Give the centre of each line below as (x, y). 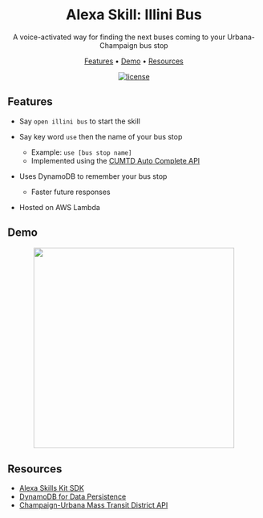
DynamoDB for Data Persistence (73, 497)
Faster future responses (71, 192)
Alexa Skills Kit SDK (52, 488)
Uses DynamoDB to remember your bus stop (93, 176)
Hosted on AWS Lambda (60, 207)
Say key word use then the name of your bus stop (101, 136)
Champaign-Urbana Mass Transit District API (93, 505)
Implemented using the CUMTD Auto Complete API (115, 160)
